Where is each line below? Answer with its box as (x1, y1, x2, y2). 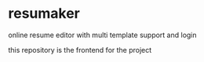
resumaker (8, 5, 81, 22)
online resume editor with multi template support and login (8, 30, 198, 40)
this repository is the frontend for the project (8, 45, 152, 54)
